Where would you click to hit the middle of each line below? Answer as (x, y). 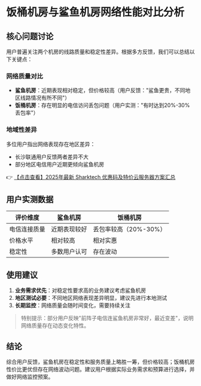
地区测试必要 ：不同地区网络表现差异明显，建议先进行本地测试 (91, 298)
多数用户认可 (69, 252)
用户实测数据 (30, 199)
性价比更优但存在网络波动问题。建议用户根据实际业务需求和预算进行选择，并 (100, 369)
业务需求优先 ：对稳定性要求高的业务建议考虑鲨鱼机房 (80, 290)
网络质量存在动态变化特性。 (55, 326)
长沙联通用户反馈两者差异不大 (51, 157)
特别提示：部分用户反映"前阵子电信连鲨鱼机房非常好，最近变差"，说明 (107, 318)
